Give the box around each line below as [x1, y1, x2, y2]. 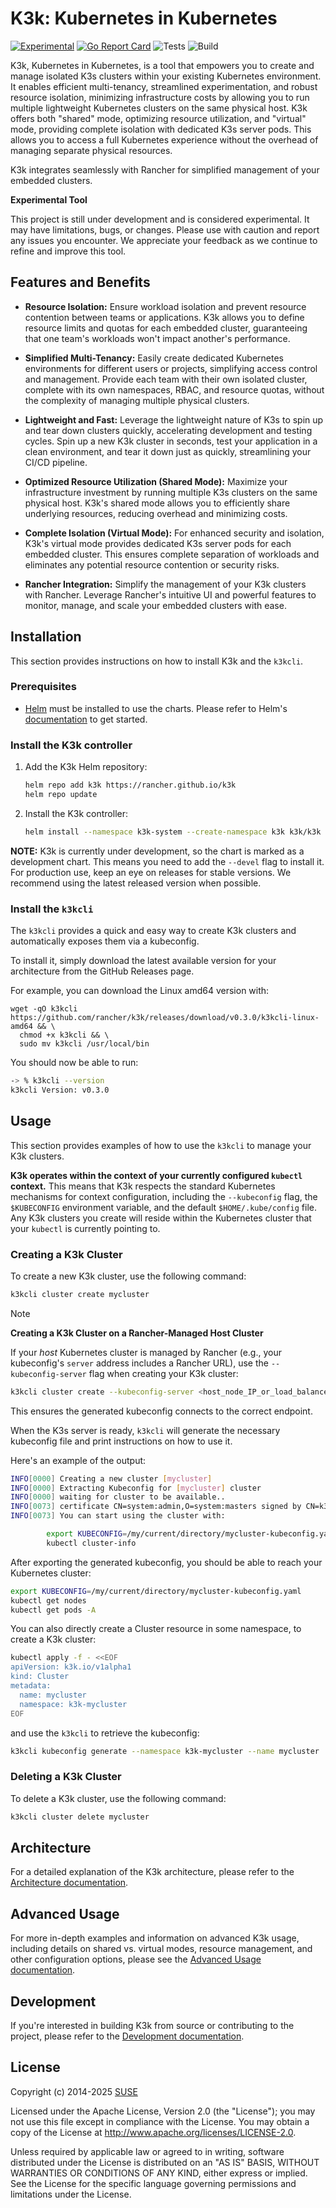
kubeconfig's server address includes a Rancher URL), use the [10, 1357, 269, 1369]
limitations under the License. [10, 2188, 132, 2200]
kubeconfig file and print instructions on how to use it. [10, 1435, 233, 1447]
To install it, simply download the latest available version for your [10, 955, 277, 967]
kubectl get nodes [10, 1595, 87, 1606]
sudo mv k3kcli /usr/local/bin [19, 1039, 150, 1049]
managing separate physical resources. [10, 144, 173, 156]
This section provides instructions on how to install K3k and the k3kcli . [10, 655, 304, 667]
